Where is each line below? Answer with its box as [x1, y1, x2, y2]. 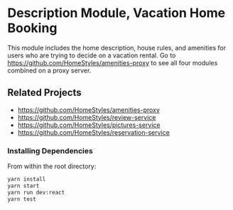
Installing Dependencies [7, 145, 94, 155]
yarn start [7, 182, 40, 189]
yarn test [7, 195, 37, 203]
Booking [7, 20, 58, 36]
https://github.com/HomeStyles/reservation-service [17, 128, 170, 136]
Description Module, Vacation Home [7, 5, 226, 21]
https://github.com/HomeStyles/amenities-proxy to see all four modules [7, 58, 218, 67]
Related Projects [7, 87, 82, 99]
